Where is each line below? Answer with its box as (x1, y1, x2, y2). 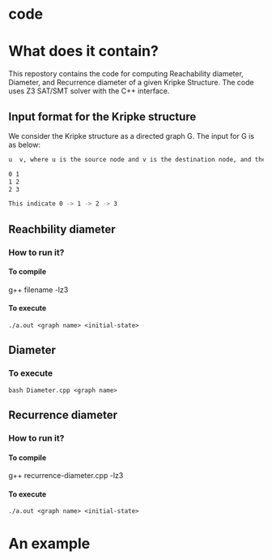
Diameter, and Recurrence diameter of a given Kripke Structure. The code (8, 78, 254, 88)
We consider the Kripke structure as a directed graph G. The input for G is (8, 131, 255, 140)
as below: (8, 140, 40, 149)
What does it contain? (8, 42, 159, 61)
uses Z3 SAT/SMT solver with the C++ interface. (8, 86, 170, 96)
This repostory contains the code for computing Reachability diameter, (8, 69, 244, 79)
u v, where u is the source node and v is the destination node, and (8, 155, 252, 163)
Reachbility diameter (8, 222, 116, 236)
